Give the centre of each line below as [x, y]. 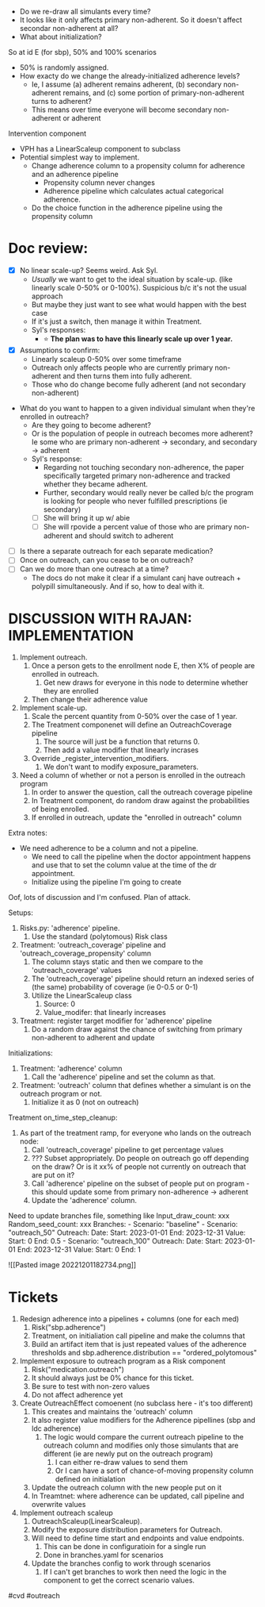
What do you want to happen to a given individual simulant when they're [137, 409]
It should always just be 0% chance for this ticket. [113, 1378]
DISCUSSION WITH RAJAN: [100, 619]
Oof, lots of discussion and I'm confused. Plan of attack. [100, 898]
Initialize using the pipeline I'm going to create [106, 882]
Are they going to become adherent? [91, 425]
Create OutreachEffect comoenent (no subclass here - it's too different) [136, 1403]
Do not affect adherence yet [77, 1395]
